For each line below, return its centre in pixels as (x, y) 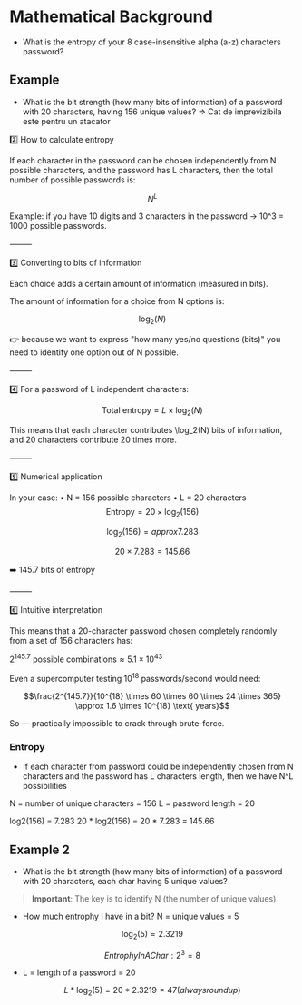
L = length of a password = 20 (79, 972)
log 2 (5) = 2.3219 (152, 935)
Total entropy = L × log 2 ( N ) (152, 411)
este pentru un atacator (66, 121)
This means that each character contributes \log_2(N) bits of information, (146, 430)
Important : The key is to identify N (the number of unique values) (154, 899)
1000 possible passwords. (58, 226)
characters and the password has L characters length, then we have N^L (158, 776)
